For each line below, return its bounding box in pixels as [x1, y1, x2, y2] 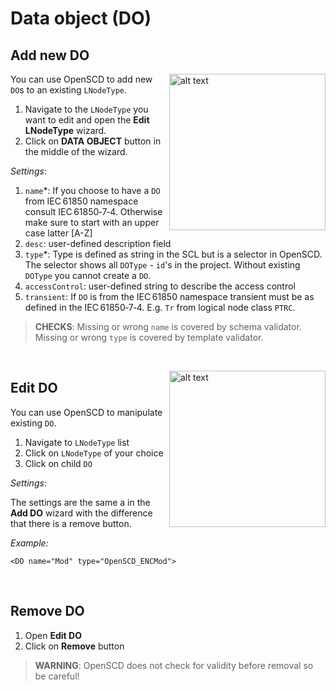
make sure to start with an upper [24, 217, 160, 228]
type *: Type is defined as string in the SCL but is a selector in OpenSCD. [24, 248, 323, 260]
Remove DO [10, 603, 85, 620]
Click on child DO [24, 457, 93, 469]
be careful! [34, 670, 80, 682]
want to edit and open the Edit [24, 114, 150, 126]
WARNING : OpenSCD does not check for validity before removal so [34, 659, 314, 671]
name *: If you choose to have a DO [24, 185, 161, 196]
